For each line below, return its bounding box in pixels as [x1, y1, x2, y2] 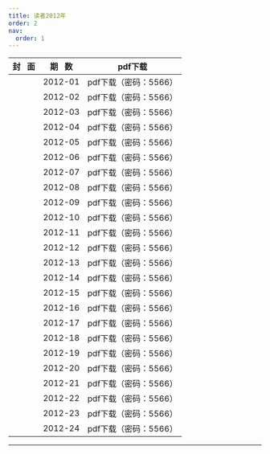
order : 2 [8, 19, 38, 27]
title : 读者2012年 [8, 11, 67, 20]
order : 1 [15, 34, 45, 43]
